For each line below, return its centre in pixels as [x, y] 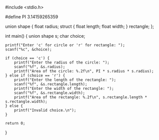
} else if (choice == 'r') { [35, 75]
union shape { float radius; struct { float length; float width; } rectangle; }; [80, 26]
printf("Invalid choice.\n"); [45, 110]
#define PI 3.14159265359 [32, 17]
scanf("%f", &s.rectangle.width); [50, 93]
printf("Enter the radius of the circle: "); [62, 63]
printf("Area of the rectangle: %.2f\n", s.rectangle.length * [81, 97]
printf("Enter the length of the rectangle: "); [65, 80]
